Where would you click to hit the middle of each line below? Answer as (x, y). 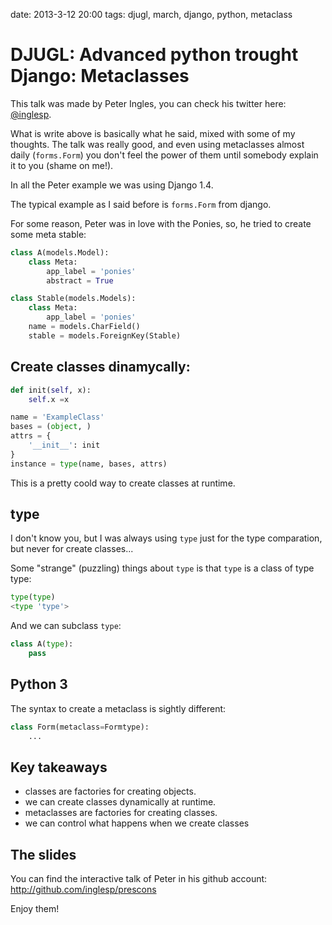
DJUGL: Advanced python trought (154, 55)
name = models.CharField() (84, 327)
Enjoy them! (35, 909)
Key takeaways (59, 767)
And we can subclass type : (66, 626)
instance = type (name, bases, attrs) (89, 464)
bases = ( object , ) (51, 427)
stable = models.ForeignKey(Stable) (105, 335)
